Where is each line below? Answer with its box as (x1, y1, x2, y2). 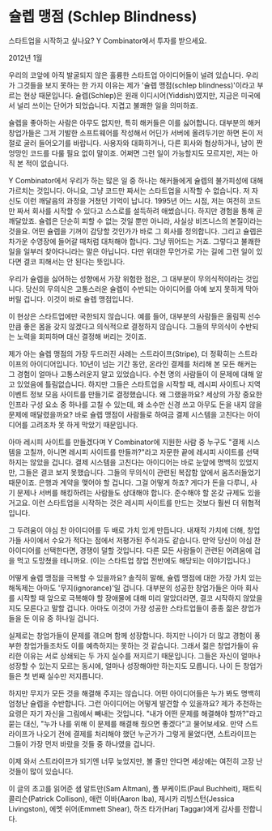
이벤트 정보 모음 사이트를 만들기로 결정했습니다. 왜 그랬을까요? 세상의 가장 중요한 (8, 389, 263, 399)
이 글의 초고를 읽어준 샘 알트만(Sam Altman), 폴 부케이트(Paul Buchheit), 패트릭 (8, 783, 262, 793)
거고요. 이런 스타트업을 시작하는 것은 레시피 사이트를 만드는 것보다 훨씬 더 (8, 498, 240, 508)
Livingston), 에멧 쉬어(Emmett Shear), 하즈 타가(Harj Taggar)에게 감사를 (8, 803, 241, 813)
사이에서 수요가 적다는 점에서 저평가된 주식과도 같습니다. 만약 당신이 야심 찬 (23, 535, 261, 545)
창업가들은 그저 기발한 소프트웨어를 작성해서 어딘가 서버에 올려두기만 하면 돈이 (8, 127, 255, 138)
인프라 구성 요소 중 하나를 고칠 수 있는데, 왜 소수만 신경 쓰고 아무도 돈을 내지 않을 (8, 399, 263, 409)
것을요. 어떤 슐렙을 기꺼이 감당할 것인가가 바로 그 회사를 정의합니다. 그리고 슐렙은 (8, 226, 263, 236)
